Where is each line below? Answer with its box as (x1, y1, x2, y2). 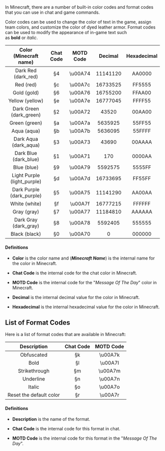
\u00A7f (70, 200, 90, 207)
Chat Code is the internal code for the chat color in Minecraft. (12, 270, 137, 276)
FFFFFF (133, 200, 151, 207)
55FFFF (133, 128, 151, 134)
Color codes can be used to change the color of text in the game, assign (5, 19, 152, 25)
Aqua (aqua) (11, 128, 41, 134)
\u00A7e (69, 97, 90, 104)
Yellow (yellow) (8, 97, 44, 104)
